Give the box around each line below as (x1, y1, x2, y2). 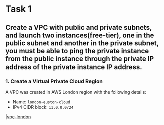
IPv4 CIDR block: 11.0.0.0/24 (12, 104, 74, 110)
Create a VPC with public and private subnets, (5, 23, 152, 32)
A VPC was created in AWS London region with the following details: (5, 89, 146, 95)
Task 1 (5, 3, 32, 15)
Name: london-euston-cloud (12, 99, 70, 105)
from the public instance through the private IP (5, 54, 154, 63)
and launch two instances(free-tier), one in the (5, 31, 154, 39)
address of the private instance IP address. (5, 62, 142, 71)
